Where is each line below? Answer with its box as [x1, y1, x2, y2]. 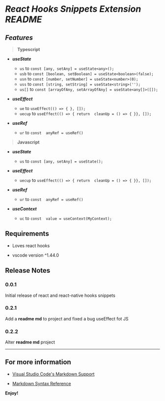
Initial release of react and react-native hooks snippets [5, 292, 115, 298]
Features [5, 33, 33, 42]
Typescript [17, 47, 40, 52]
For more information [5, 358, 71, 367]
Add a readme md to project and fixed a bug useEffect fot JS [5, 315, 129, 321]
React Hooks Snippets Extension [5, 3, 141, 15]
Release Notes [5, 266, 51, 275]
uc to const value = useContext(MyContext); [19, 215, 112, 221]
